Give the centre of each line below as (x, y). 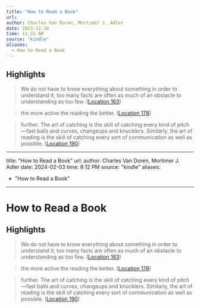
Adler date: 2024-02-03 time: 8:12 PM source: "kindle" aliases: (83, 166)
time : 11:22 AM (25, 34)
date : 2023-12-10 (28, 28)
